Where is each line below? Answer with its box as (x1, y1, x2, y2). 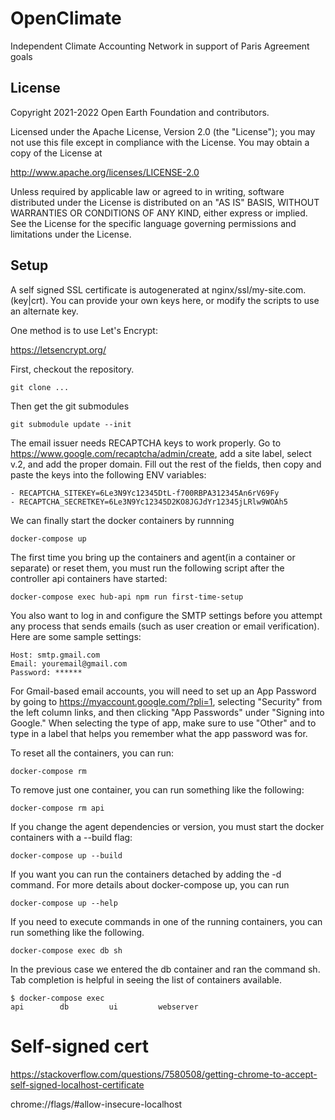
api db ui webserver (10, 1002, 199, 1012)
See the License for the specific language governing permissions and (10, 217, 297, 229)
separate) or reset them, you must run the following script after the (10, 562, 285, 574)
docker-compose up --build (10, 850, 123, 861)
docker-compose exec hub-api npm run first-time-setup (10, 592, 244, 602)
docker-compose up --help (10, 898, 118, 908)
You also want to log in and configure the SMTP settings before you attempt (10, 609, 323, 621)
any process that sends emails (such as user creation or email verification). (10, 620, 320, 632)
